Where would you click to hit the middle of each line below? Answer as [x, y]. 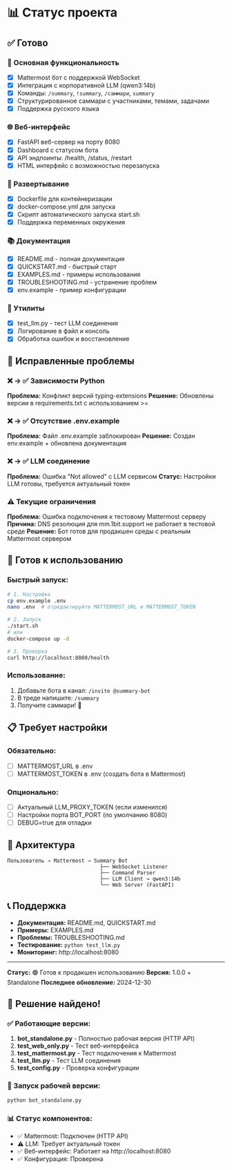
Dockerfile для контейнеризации [65, 199]
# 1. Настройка [29, 594]
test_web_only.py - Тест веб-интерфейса [78, 1046]
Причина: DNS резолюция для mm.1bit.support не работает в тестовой [111, 524]
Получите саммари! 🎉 [49, 705]
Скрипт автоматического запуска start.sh [78, 215]
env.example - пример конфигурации [71, 289]
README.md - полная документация [71, 258]
